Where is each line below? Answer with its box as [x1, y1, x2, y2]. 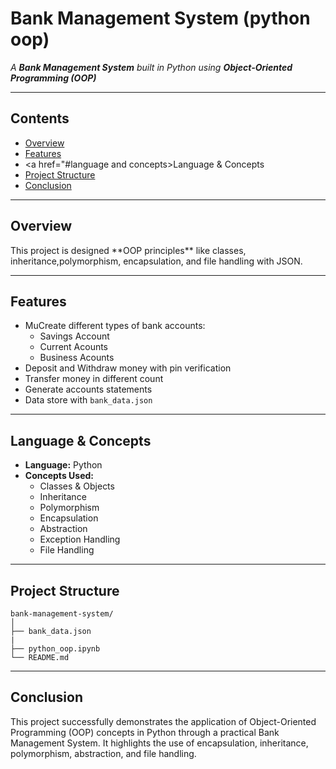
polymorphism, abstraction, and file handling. [10, 747, 197, 759]
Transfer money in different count [24, 373, 164, 385]
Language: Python [24, 459, 103, 471]
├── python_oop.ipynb [10, 644, 101, 654]
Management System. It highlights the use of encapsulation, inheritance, [10, 737, 309, 749]
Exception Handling [39, 533, 121, 546]
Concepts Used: [24, 470, 94, 482]
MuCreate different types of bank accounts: [24, 320, 206, 332]
